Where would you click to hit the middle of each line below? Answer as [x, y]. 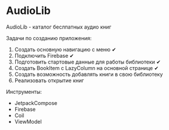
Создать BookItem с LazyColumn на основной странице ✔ [87, 68]
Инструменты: [24, 92]
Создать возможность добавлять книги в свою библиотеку [89, 74]
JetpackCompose [36, 103]
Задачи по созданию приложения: [49, 38]
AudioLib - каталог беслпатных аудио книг [59, 27]
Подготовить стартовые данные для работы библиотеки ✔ [88, 62]
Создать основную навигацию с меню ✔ [65, 49]
